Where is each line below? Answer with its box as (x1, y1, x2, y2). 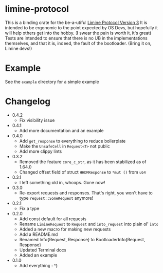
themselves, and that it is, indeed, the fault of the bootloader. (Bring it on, (5, 40, 152, 46)
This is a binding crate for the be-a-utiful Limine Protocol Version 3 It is (5, 20, 147, 25)
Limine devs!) (5, 45, 33, 51)
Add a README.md (19, 231, 58, 237)
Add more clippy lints (19, 148, 62, 154)
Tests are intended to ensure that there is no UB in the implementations (5, 35, 147, 41)
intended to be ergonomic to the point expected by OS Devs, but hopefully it (5, 24, 158, 30)
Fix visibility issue (19, 117, 55, 123)
